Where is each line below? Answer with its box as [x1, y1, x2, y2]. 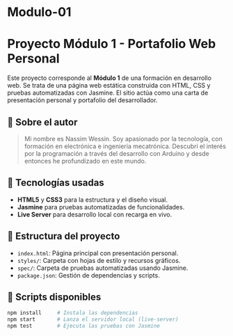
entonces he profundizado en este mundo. [24, 157, 147, 165]
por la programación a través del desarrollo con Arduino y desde [24, 149, 210, 157]
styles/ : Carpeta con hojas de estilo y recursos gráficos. [17, 256, 181, 264]
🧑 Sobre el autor [7, 116, 78, 128]
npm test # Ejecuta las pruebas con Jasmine [7, 323, 160, 330]
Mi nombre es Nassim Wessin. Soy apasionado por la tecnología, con [24, 134, 223, 143]
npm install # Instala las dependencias [7, 310, 138, 317]
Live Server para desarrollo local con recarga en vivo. [17, 210, 172, 218]
